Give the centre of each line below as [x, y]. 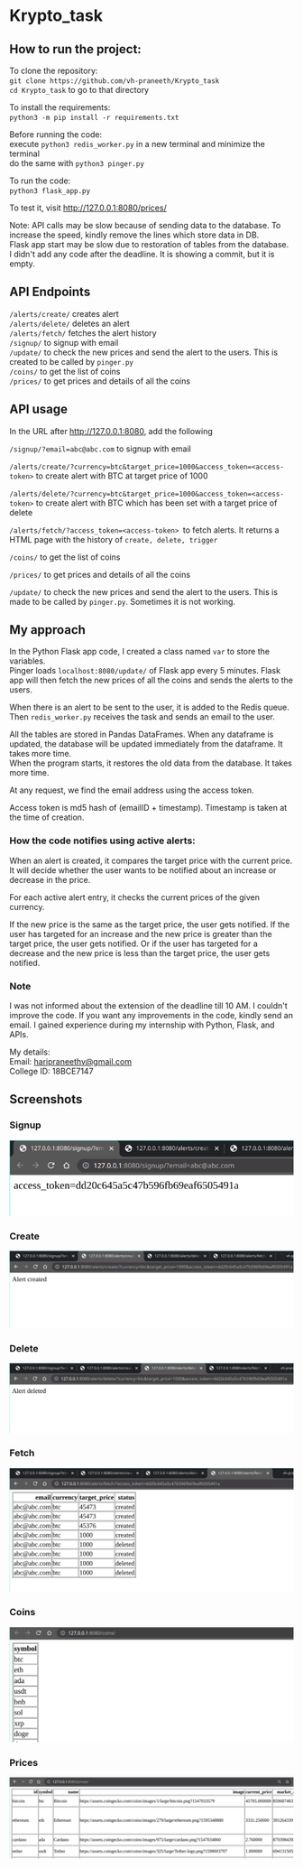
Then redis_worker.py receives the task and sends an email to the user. [142, 717]
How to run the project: [75, 49]
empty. [23, 264]
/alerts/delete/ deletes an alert [70, 323]
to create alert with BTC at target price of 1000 [122, 476]
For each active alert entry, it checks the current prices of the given [134, 897]
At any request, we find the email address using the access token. [132, 790]
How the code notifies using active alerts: [102, 841]
